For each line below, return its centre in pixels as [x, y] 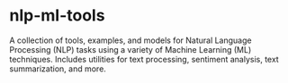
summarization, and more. [58, 69]
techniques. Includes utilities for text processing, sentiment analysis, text [144, 59]
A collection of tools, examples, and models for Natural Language [130, 40]
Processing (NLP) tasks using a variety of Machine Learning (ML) [130, 49]
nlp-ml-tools [57, 16]
